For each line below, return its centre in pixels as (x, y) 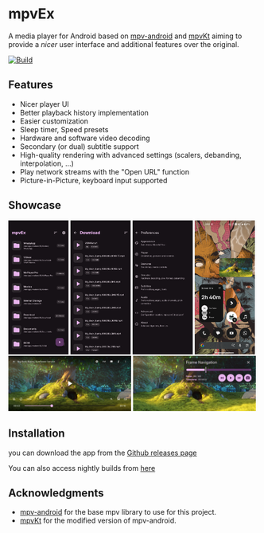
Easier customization (54, 121)
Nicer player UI (44, 104)
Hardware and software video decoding (85, 138)
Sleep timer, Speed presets (64, 129)
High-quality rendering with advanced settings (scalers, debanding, (130, 155)
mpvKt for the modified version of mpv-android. (98, 521)
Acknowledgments (56, 493)
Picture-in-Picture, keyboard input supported (93, 180)
